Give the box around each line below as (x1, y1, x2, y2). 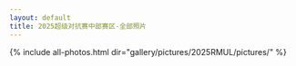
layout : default (9, 13, 71, 23)
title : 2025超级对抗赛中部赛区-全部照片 (9, 22, 148, 31)
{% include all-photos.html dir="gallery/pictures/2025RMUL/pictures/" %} (9, 46, 287, 57)
